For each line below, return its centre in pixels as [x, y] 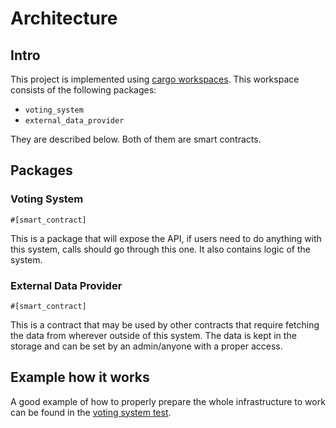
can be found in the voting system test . [91, 412]
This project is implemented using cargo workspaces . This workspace [155, 79]
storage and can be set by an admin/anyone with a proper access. [146, 346]
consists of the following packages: [83, 90]
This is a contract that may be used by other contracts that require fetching [165, 324]
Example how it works [80, 377]
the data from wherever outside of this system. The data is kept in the [153, 335]
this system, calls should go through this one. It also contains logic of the [160, 249]
